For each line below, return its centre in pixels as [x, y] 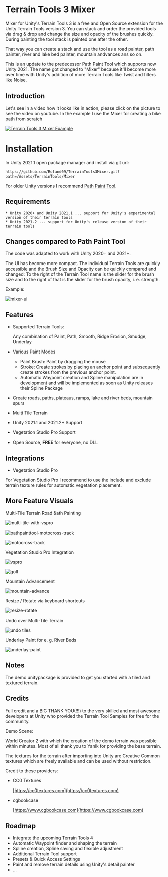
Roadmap [21, 826]
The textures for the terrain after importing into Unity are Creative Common [83, 756]
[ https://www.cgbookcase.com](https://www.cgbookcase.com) [78, 810]
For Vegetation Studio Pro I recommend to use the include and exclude [78, 480]
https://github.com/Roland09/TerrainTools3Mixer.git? [63, 172]
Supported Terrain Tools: [38, 327]
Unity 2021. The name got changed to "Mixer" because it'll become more [81, 69]
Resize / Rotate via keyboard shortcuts [45, 601]
